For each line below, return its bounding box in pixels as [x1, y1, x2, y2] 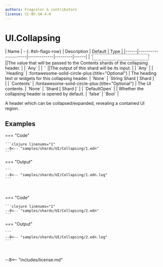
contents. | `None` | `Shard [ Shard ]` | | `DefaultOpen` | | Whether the [5, 86, 144, 92]
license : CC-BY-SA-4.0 [5, 12, 51, 17]
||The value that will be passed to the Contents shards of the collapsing [5, 60, 148, 66]
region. [5, 105, 19, 112]
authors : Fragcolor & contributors [5, 7, 77, 12]
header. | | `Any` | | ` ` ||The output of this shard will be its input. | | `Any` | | [5, 65, 153, 71]
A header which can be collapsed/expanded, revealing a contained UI [5, 100, 145, 106]
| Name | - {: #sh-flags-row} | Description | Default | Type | [5, 49, 123, 54]
